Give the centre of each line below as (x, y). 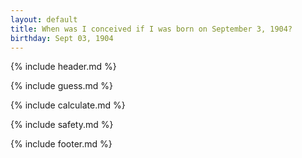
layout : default (44, 19)
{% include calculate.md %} (68, 105)
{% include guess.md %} (61, 86)
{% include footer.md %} (61, 144)
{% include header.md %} (63, 67)
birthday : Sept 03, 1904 (62, 38)
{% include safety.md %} (62, 125)
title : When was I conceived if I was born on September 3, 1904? (151, 29)
